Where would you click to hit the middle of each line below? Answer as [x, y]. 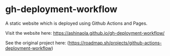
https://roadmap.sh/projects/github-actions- [115, 43]
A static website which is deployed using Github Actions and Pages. [76, 23]
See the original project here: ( [37, 43]
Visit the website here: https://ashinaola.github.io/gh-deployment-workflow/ [85, 33]
